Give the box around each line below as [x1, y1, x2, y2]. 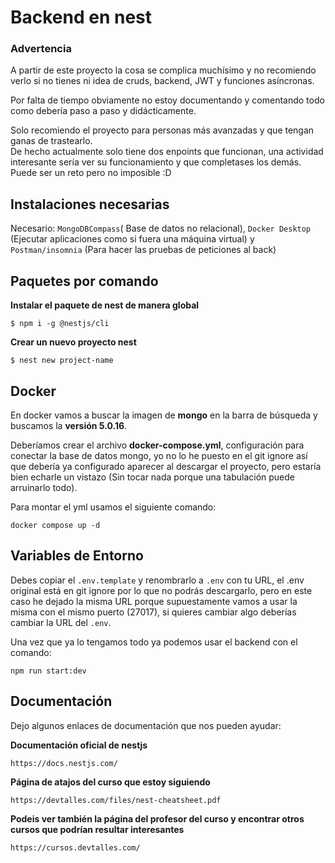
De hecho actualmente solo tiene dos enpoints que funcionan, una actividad [10, 146, 324, 158]
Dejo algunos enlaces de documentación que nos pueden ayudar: [10, 719, 282, 731]
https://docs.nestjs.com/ [10, 758, 118, 768]
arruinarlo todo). [10, 481, 78, 493]
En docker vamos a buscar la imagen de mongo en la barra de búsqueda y [10, 409, 318, 421]
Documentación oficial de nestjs [10, 739, 148, 751]
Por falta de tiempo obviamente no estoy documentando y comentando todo [10, 94, 325, 106]
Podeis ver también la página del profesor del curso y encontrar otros [10, 812, 305, 825]
